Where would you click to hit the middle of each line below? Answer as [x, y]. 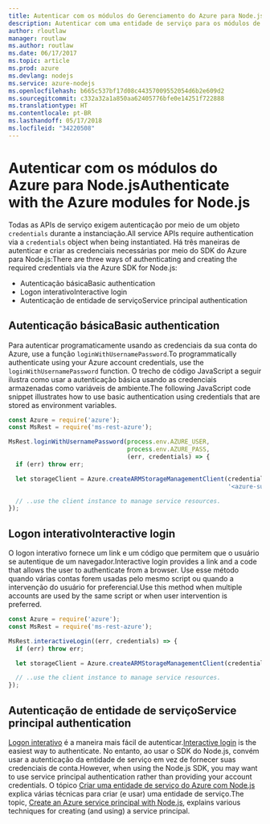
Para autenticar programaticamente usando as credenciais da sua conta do [133, 345]
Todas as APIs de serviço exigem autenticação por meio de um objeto [124, 225]
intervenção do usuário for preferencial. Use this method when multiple [125, 587]
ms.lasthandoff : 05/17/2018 [55, 121]
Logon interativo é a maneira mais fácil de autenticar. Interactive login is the [133, 742]
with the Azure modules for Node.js [129, 202]
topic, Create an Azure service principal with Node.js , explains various [125, 802]
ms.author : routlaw [41, 46]
